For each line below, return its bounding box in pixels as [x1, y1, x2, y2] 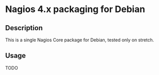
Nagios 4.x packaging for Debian [5, 4, 145, 15]
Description [5, 24, 43, 32]
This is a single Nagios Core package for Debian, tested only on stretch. [5, 37, 154, 43]
